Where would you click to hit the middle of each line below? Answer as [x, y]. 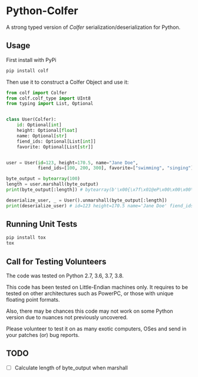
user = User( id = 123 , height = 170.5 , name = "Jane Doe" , [72, 163]
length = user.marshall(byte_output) [52, 184]
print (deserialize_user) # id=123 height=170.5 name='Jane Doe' [87, 206]
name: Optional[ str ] [42, 136]
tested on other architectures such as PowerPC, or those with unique [90, 293]
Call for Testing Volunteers [56, 261]
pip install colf [27, 71]
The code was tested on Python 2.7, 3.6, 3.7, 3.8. [65, 276]
